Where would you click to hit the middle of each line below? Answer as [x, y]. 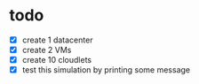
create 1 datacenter [57, 40]
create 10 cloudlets [57, 60]
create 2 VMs [47, 50]
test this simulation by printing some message [106, 70]
